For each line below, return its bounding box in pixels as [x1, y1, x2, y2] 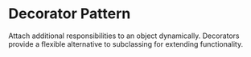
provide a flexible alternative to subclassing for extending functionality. [8, 39, 244, 48]
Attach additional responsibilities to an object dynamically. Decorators [8, 31, 240, 40]
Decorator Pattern [8, 5, 131, 23]
